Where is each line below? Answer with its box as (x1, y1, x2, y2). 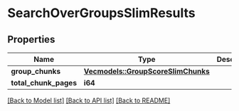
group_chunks (11, 66, 61, 76)
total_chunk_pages (11, 78, 77, 88)
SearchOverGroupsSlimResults (7, 5, 196, 21)
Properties (7, 33, 55, 46)
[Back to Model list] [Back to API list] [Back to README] (7, 96, 171, 105)
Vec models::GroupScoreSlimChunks (83, 66, 210, 76)
